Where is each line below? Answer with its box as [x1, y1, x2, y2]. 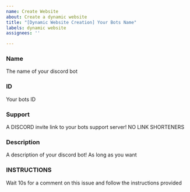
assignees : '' [6, 30, 41, 36]
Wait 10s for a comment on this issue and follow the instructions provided [6, 179, 182, 186]
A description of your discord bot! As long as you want [6, 151, 137, 158]
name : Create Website [6, 8, 59, 15]
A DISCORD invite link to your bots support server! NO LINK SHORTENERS [6, 124, 185, 131]
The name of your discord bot [6, 68, 78, 75]
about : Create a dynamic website [6, 14, 87, 20]
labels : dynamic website [6, 25, 66, 31]
